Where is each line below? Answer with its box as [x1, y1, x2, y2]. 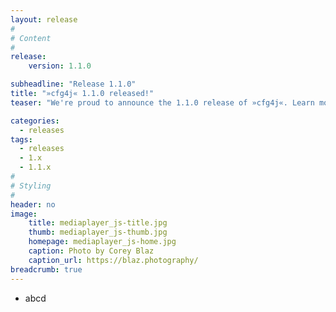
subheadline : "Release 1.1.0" [10, 79, 137, 90]
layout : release [10, 14, 78, 25]
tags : [10, 134, 33, 145]
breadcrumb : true [10, 264, 83, 275]
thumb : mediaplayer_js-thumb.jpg [28, 227, 168, 238]
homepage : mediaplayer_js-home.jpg [28, 237, 177, 247]
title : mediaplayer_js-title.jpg [28, 218, 168, 228]
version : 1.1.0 [28, 61, 92, 71]
